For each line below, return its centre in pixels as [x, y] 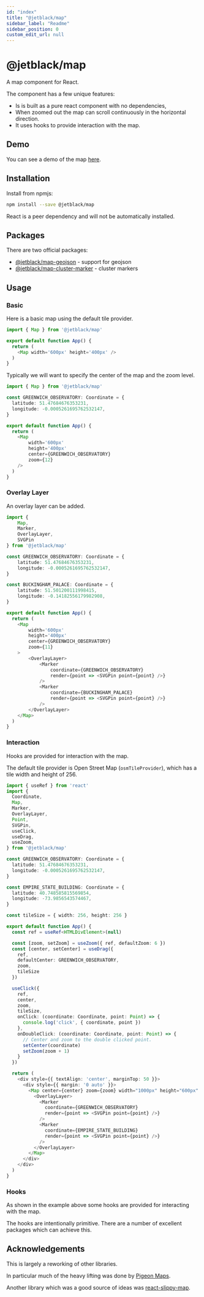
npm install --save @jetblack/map [51, 205]
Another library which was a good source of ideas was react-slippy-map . [99, 1287]
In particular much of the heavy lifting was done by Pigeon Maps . [89, 1276]
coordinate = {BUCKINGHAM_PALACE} [91, 693]
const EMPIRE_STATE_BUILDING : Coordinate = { [65, 887]
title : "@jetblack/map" [37, 18]
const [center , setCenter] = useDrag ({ [63, 949]
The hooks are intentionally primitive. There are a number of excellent [94, 1224]
